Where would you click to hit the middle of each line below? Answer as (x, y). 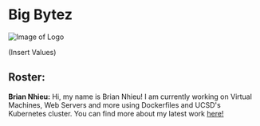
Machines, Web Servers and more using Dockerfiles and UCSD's (114, 104)
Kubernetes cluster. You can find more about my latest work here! (116, 113)
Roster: (27, 77)
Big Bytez (41, 15)
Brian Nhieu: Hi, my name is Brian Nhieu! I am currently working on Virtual (130, 96)
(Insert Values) (32, 52)
